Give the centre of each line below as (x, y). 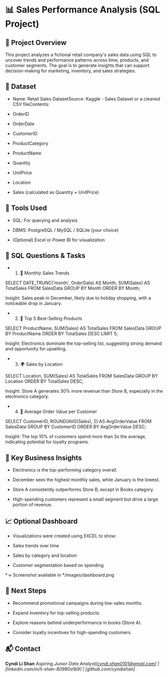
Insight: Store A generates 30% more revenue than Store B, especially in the (84, 391)
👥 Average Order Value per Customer (58, 411)
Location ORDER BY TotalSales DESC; (45, 381)
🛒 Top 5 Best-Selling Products (51, 319)
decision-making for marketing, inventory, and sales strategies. (71, 71)
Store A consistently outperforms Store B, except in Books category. (83, 490)
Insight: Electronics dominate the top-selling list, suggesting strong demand (83, 343)
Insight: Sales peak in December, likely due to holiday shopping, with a (78, 298)
